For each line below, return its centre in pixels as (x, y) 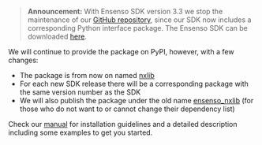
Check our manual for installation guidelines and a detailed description (123, 124)
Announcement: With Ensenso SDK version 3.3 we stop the (125, 11)
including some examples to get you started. (80, 132)
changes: (23, 60)
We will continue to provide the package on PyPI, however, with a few (121, 52)
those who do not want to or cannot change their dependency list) (127, 109)
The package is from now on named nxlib (87, 75)
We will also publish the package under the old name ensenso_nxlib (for (137, 100)
